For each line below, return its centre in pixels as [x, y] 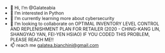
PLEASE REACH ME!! [32, 39]
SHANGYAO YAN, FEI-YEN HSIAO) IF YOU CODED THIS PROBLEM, [80, 34]
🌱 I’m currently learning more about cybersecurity [62, 18]
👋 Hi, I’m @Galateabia [33, 8]
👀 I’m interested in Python [37, 13]
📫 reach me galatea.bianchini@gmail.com [54, 45]
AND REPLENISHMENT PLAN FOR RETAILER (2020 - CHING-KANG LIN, [85, 29]
